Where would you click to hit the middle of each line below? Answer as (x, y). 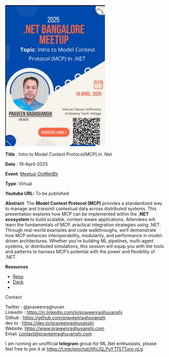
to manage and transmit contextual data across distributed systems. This (81, 209)
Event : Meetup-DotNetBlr (32, 174)
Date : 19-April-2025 (26, 164)
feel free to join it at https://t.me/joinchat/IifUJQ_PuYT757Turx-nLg (74, 349)
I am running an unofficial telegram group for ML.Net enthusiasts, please (81, 344)
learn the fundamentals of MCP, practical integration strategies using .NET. (83, 225)
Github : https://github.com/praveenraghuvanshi (55, 318)
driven (12, 241)
